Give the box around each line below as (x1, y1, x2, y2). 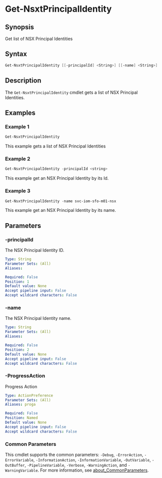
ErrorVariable (5, 457, 34, 462)
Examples (5, 108, 36, 117)
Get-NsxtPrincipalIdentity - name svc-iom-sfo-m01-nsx (5, 199, 117, 204)
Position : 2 (5, 347, 29, 352)
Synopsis (5, 23, 34, 31)
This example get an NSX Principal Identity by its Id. (5, 175, 109, 181)
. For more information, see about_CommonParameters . (37, 467, 149, 473)
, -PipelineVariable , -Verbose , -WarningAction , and (24, 462, 127, 468)
